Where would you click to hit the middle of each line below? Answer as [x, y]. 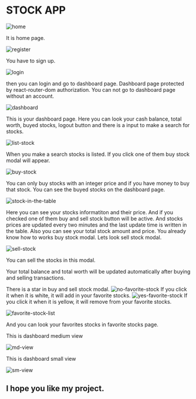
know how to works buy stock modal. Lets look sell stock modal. [84, 237]
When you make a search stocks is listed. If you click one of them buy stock [98, 154]
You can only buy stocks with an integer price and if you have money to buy [98, 183]
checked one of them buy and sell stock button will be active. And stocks [94, 218]
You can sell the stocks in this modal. [51, 260]
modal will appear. [28, 160]
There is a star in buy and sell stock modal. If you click [97, 289]
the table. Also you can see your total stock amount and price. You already [96, 231]
